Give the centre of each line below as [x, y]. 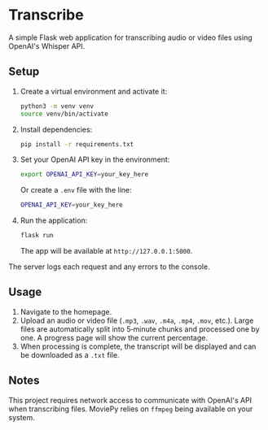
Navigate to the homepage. [66, 311]
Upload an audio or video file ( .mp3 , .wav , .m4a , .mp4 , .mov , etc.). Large [137, 320]
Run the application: [54, 220]
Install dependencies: [56, 129]
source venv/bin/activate [64, 114]
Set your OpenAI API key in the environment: [95, 159]
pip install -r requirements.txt [77, 144]
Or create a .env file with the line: [76, 190]
